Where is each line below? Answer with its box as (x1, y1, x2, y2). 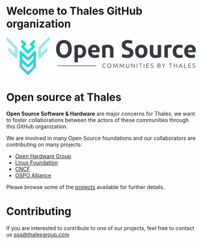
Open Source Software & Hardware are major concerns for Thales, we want (6, 110, 195, 117)
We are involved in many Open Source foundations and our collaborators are (6, 134, 196, 142)
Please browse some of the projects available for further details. (6, 184, 165, 191)
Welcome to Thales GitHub (6, 4, 143, 18)
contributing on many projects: (6, 141, 82, 148)
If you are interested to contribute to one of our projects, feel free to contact (6, 225, 194, 232)
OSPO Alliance (14, 172, 52, 179)
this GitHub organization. (6, 123, 68, 130)
